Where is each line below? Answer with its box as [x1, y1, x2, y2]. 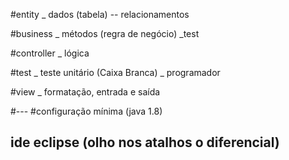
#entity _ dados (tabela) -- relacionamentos [10, 9, 190, 20]
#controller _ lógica [10, 47, 90, 59]
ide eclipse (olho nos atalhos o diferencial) [10, 134, 280, 151]
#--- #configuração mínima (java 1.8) [10, 105, 163, 117]
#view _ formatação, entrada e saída [10, 86, 161, 98]
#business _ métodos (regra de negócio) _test [10, 28, 200, 39]
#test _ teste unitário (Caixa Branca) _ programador [10, 67, 221, 78]
